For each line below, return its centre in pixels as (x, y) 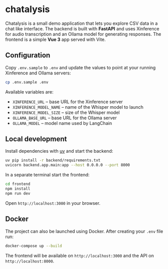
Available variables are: (29, 92)
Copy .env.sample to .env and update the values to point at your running (80, 67)
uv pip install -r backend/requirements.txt (53, 160)
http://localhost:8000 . (30, 261)
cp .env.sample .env (27, 82)
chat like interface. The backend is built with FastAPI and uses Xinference (82, 28)
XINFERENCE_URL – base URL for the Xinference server (68, 102)
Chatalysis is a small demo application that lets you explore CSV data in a (81, 23)
